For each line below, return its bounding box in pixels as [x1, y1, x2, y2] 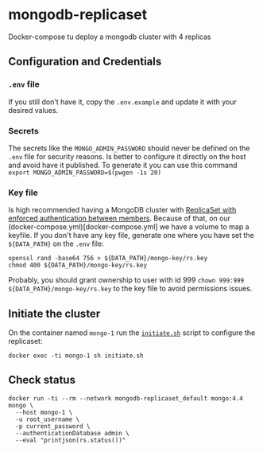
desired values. [8, 105, 59, 115]
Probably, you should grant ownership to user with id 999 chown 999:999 [8, 275, 245, 285]
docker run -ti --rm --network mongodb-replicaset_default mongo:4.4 [8, 394, 244, 403]
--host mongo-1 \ [15, 408, 73, 416]
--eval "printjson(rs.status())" [15, 436, 126, 444]
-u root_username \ [15, 415, 80, 423]
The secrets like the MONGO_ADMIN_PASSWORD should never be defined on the [8, 143, 250, 153]
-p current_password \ [15, 422, 91, 431]
